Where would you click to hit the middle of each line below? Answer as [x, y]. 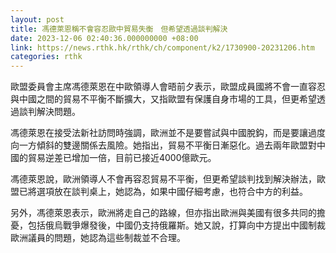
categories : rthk [46, 57]
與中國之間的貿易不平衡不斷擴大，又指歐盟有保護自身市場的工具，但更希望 [163, 99]
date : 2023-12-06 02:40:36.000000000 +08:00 [104, 38]
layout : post [37, 19]
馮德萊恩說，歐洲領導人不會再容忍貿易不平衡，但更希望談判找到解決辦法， [163, 179]
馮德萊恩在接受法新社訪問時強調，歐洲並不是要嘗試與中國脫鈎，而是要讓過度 [168, 133]
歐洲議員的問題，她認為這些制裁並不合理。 [98, 238]
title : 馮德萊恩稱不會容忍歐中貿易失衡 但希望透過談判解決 [119, 29]
